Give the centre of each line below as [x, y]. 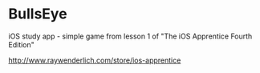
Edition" [21, 44]
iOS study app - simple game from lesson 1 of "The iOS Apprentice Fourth [130, 36]
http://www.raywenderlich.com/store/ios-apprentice [95, 60]
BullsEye [38, 14]
